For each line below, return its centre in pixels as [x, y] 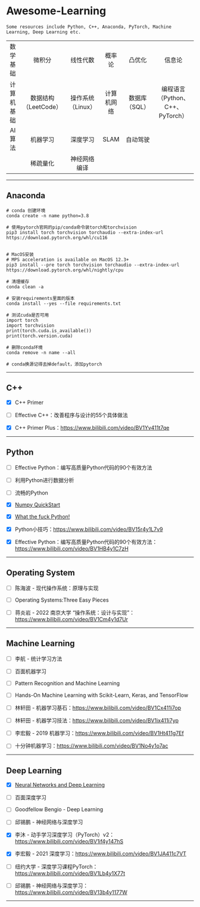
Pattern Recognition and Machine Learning [67, 683]
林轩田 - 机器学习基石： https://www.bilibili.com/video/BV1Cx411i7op [98, 708]
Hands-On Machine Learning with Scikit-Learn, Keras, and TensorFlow [101, 695]
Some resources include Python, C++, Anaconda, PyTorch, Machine [89, 27]
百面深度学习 [30, 797]
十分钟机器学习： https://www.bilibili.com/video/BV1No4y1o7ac [91, 746]
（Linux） [82, 107]
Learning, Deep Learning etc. [44, 32]
